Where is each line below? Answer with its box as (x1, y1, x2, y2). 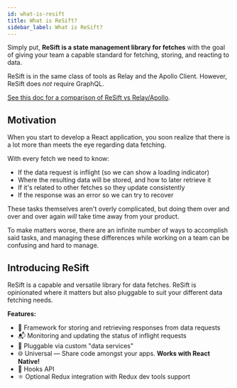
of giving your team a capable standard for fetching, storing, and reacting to (7, 51, 229, 59)
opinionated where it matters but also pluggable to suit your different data (7, 288, 223, 296)
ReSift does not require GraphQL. (7, 80, 104, 88)
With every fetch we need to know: (7, 154, 110, 163)
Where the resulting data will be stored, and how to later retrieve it (17, 176, 211, 184)
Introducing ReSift (7, 261, 89, 274)
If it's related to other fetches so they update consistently (17, 183, 185, 192)
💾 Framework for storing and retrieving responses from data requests (17, 323, 221, 332)
